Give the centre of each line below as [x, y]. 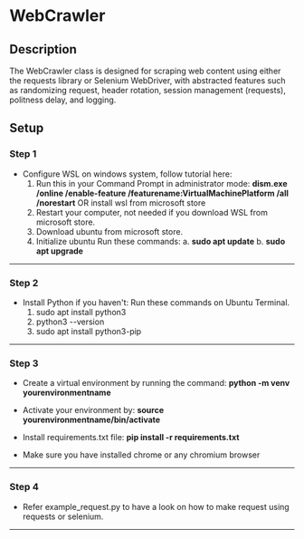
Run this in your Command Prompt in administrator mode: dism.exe [161, 183]
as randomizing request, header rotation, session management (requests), [148, 90]
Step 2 [24, 283]
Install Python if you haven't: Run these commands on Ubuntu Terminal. [156, 302]
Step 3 [24, 363]
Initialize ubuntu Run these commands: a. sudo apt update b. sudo [161, 241]
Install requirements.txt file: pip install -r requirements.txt [131, 438]
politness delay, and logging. [63, 100]
